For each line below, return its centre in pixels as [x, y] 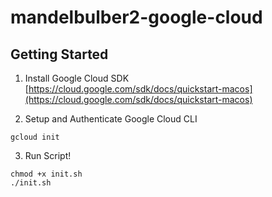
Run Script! [48, 155]
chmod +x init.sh [46, 174]
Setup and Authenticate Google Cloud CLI [111, 119]
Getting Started [59, 54]
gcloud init [35, 137]
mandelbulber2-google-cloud [136, 17]
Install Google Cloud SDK [77, 78]
